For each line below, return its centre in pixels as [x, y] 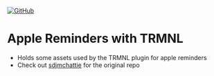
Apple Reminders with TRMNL [95, 39]
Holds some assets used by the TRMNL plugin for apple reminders [112, 57]
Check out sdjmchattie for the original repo [78, 65]
